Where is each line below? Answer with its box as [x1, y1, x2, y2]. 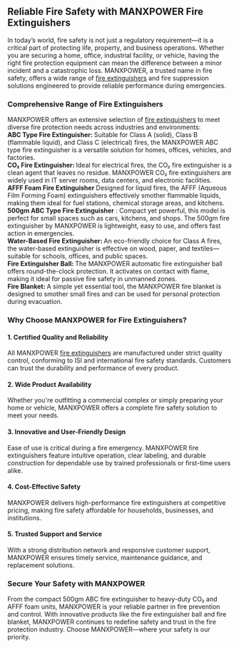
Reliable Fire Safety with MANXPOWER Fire [7, 6, 203, 18]
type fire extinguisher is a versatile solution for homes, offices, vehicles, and [7, 146, 232, 154]
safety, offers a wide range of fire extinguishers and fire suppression [7, 74, 209, 82]
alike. [7, 466, 24, 475]
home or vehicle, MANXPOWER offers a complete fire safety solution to [7, 403, 218, 412]
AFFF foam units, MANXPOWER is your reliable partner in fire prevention [7, 602, 220, 611]
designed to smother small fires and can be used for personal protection [7, 290, 220, 298]
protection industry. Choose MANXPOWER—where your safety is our [7, 625, 210, 634]
